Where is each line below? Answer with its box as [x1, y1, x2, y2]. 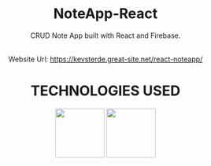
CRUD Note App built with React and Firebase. [30, 31, 181, 40]
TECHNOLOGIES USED [31, 82, 180, 100]
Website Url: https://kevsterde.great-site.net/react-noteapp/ [8, 54, 203, 64]
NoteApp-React [53, 5, 158, 23]
